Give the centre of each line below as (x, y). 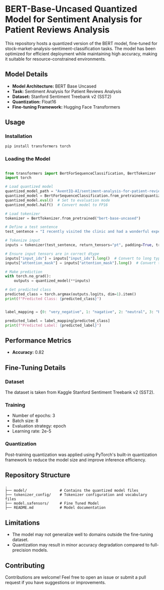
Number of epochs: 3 (33, 416)
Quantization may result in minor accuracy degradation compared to (81, 545)
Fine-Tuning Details (35, 368)
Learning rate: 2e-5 (31, 431)
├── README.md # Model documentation (55, 508)
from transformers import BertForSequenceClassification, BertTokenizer (81, 173)
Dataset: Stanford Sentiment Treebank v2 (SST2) (62, 96)
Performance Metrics (38, 340)
